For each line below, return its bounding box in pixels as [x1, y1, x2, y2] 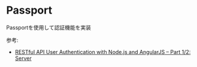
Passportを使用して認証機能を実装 [6, 24, 92, 31]
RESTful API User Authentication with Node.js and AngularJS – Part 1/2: [14, 48, 191, 55]
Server [14, 55, 32, 62]
